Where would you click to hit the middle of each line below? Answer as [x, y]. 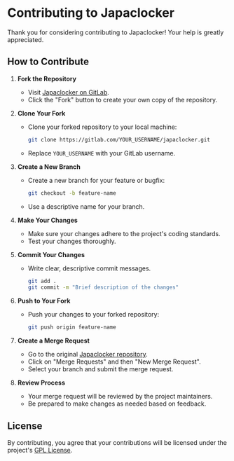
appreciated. [26, 39]
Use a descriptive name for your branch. [86, 206]
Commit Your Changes [51, 254]
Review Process [41, 383]
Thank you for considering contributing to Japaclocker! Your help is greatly [116, 32]
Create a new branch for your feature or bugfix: [96, 180]
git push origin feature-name [72, 327]
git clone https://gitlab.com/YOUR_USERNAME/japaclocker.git [119, 139]
